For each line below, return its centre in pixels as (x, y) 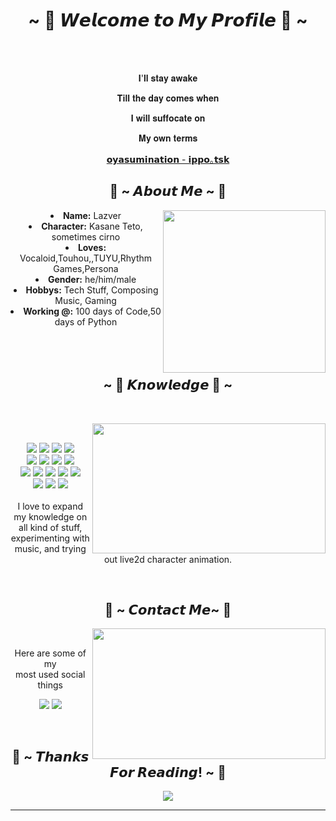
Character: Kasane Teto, (92, 226)
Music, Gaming (85, 300)
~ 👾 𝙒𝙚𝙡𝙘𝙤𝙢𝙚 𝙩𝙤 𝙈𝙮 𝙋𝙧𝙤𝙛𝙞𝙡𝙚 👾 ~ (168, 20)
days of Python (86, 321)
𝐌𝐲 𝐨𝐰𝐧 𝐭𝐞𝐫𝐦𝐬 (168, 138)
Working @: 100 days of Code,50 (92, 311)
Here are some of (50, 653)
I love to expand (50, 506)
